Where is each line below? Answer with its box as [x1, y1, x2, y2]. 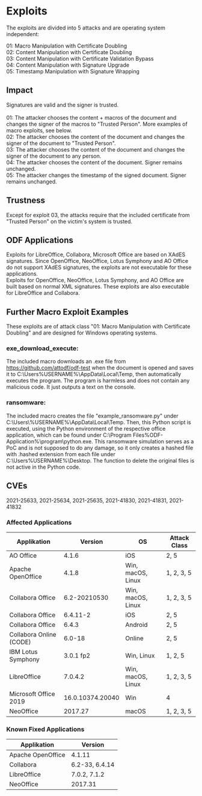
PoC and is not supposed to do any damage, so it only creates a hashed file [6, 444, 194, 451]
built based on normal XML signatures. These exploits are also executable [6, 283, 189, 290]
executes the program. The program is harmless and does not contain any [6, 377, 190, 384]
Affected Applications [6, 518, 72, 526]
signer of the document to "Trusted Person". [6, 140, 116, 147]
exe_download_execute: [6, 344, 79, 353]
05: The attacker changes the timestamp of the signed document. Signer [6, 171, 186, 179]
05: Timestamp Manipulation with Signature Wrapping [6, 67, 140, 75]
